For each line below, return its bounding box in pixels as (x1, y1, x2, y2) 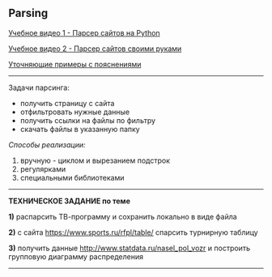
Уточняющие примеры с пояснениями (8, 59, 142, 69)
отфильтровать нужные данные (19, 107, 130, 117)
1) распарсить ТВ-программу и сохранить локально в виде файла (8, 211, 237, 221)
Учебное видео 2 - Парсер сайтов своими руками (8, 44, 182, 53)
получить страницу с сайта (19, 98, 115, 108)
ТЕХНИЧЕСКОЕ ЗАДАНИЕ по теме (8, 196, 131, 206)
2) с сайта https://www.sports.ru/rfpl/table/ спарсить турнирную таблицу (8, 227, 258, 237)
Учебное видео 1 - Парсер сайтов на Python (8, 28, 160, 37)
